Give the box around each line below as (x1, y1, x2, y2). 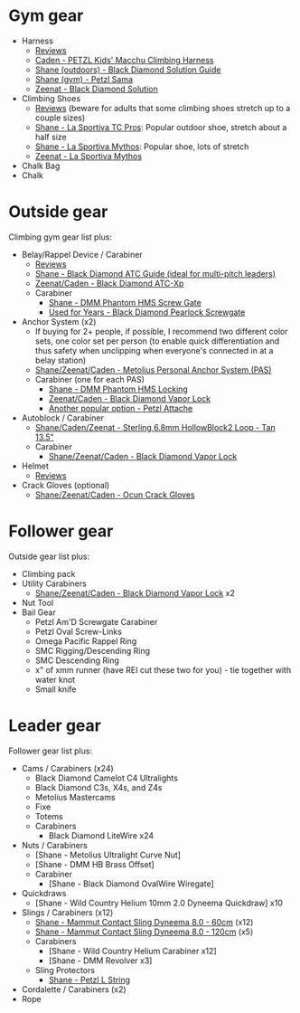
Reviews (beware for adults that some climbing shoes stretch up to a (34, 102, 291, 113)
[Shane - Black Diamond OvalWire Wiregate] (48, 878, 214, 889)
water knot (34, 674, 76, 685)
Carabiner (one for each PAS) (34, 374, 145, 384)
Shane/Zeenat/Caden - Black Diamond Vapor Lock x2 (34, 587, 236, 598)
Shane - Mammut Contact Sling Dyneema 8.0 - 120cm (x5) (34, 926, 254, 937)
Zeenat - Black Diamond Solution (34, 83, 159, 94)
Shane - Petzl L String (48, 974, 130, 985)
